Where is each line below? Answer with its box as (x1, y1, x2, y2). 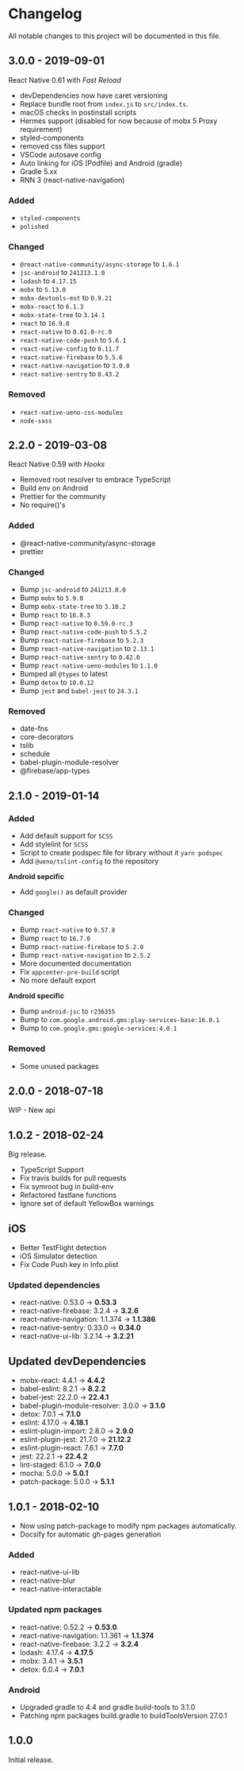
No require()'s (19, 500, 66, 510)
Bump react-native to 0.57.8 (19, 925, 116, 935)
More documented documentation (19, 959, 132, 968)
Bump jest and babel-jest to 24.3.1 (19, 686, 139, 696)
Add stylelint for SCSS (19, 839, 89, 849)
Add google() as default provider (19, 887, 128, 897)
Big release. (8, 1149, 48, 1159)
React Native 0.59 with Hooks (8, 459, 105, 469)
